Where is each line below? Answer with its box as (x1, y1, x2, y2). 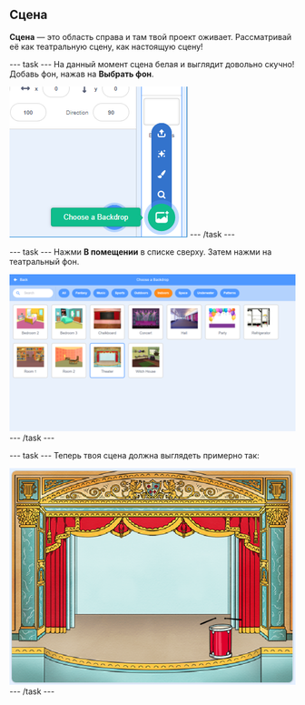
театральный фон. (9, 256, 80, 267)
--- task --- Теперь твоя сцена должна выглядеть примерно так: (9, 450, 261, 461)
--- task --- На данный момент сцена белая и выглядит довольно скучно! (9, 58, 295, 69)
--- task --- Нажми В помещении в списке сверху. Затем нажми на (9, 246, 272, 257)
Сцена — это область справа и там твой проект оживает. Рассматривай (9, 31, 292, 42)
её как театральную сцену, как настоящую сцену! (9, 41, 203, 52)
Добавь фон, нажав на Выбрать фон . (9, 68, 154, 79)
